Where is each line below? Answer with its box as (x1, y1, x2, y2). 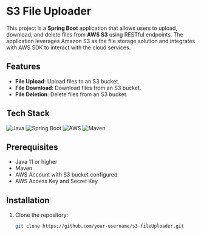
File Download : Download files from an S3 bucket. (15, 84, 141, 91)
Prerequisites (6, 142, 58, 152)
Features (6, 61, 41, 72)
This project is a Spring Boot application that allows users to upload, (6, 24, 178, 32)
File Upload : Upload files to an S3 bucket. (15, 77, 120, 85)
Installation (6, 195, 50, 205)
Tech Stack (6, 108, 50, 119)
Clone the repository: (15, 211, 69, 219)
